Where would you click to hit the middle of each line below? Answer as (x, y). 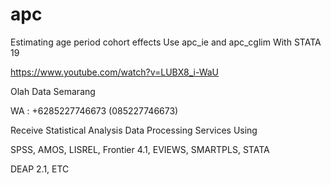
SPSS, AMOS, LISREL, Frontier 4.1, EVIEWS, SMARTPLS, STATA (140, 149)
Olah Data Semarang (53, 91)
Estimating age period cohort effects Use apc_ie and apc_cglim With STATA (166, 42)
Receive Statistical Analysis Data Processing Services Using (134, 130)
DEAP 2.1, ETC (40, 169)
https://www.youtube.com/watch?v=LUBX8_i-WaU (115, 72)
